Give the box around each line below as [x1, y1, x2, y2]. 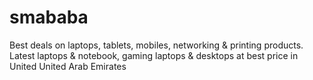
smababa [9, 6, 89, 29]
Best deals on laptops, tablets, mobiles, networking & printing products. [9, 39, 304, 51]
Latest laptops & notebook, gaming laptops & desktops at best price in [9, 49, 299, 61]
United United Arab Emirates [9, 60, 127, 72]
